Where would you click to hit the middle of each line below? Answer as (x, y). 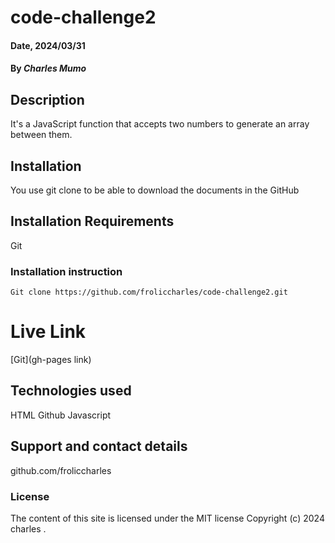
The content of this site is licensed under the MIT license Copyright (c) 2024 (167, 518)
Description (47, 99)
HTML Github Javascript (61, 415)
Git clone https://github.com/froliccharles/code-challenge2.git (149, 292)
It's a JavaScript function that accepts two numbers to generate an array (160, 124)
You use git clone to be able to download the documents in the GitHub (155, 190)
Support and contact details (99, 446)
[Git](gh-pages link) (51, 360)
